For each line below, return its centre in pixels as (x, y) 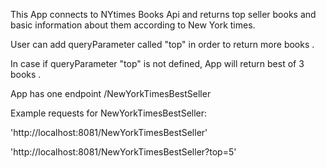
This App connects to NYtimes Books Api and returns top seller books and (163, 14)
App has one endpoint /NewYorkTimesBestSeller (111, 93)
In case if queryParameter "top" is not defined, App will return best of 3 (157, 63)
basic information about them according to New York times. (133, 25)
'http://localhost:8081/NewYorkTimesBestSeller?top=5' (123, 152)
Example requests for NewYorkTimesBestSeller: (109, 113)
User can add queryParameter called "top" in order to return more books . (162, 44)
